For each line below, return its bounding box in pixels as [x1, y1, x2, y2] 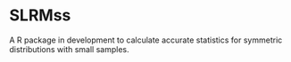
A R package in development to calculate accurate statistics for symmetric [9, 35, 283, 45]
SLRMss [9, 5, 71, 26]
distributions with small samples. [9, 43, 129, 54]
